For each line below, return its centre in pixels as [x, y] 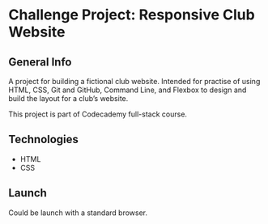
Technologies [44, 139]
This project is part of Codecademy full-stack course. [98, 114]
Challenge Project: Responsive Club [132, 15]
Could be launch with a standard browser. [78, 213]
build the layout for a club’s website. [68, 98]
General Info [40, 62]
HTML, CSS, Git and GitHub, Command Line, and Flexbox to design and [128, 90]
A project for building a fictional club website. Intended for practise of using [134, 81]
